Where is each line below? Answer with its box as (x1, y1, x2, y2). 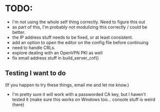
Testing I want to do (5, 69, 66, 78)
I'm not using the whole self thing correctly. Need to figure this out (12, 19, 145, 25)
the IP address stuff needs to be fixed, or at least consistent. (12, 34, 133, 40)
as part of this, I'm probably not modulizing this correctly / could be (12, 24, 147, 30)
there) (12, 101, 24, 107)
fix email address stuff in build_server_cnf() (12, 55, 99, 61)
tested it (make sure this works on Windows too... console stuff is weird (12, 96, 156, 102)
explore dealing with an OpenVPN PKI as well (12, 49, 103, 56)
